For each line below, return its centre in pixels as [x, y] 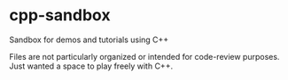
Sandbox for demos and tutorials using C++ [89, 40]
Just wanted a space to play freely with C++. [91, 66]
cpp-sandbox [60, 15]
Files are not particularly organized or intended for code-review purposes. [144, 56]
